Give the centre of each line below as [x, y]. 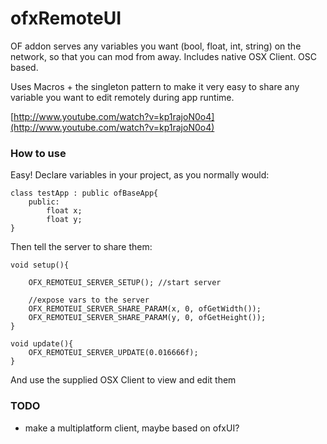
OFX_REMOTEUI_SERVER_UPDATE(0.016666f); [113, 353]
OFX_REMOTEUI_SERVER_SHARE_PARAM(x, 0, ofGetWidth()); [145, 309]
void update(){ [42, 344]
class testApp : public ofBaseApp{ [84, 193]
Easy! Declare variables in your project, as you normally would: [140, 175]
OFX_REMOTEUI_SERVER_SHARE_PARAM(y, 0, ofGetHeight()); [147, 318]
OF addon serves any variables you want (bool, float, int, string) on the [156, 46]
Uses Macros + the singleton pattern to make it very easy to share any [155, 86]
